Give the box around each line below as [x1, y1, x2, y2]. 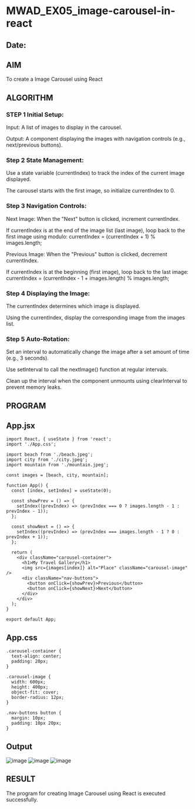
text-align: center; [11, 654, 62, 659]
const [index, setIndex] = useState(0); [11, 488, 112, 494]
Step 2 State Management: [6, 156, 84, 164]
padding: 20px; [11, 658, 49, 665]
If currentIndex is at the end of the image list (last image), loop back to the [6, 227, 186, 234]
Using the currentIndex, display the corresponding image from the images [6, 314, 185, 321]
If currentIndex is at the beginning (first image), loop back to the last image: [6, 268, 189, 275]
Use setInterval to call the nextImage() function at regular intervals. [6, 366, 169, 373]
